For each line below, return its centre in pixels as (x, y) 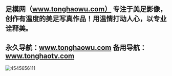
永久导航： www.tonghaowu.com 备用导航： (76, 47)
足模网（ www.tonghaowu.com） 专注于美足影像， (86, 9)
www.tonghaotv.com (40, 56)
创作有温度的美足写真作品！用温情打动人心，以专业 (86, 19)
